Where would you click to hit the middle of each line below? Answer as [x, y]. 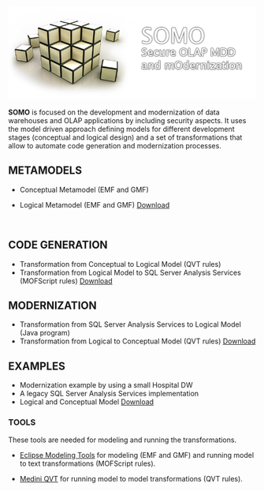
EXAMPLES [37, 366]
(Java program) [45, 333]
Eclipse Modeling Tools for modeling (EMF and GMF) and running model [137, 455]
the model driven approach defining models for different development [121, 129]
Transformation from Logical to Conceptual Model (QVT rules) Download [138, 341]
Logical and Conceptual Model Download [87, 402]
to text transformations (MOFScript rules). [87, 463]
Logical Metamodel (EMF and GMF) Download [95, 204]
